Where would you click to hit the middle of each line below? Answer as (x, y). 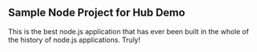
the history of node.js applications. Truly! (74, 40)
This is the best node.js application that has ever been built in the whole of (128, 31)
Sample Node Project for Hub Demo (97, 13)
